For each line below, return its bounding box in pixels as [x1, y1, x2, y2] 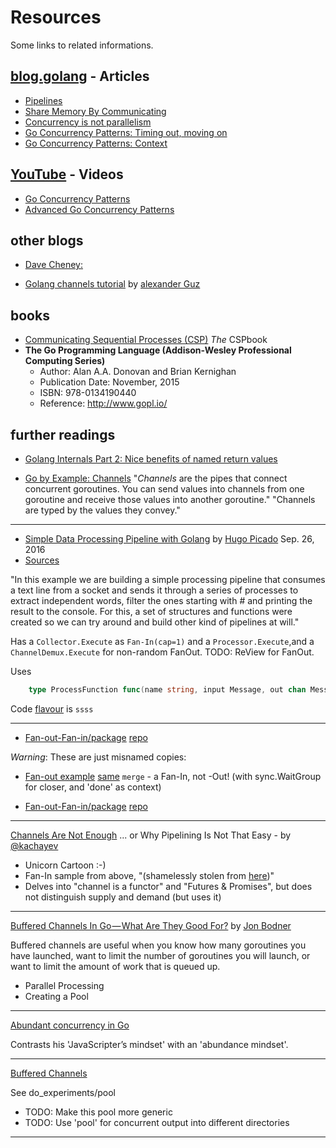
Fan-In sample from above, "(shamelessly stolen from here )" [24, 869, 275, 881]
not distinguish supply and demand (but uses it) [24, 891, 222, 903]
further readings [10, 426, 116, 443]
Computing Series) [24, 355, 106, 367]
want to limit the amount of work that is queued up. [10, 960, 221, 972]
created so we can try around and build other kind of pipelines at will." [10, 616, 300, 628]
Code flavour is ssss [10, 702, 94, 715]
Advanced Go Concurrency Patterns [24, 203, 175, 215]
